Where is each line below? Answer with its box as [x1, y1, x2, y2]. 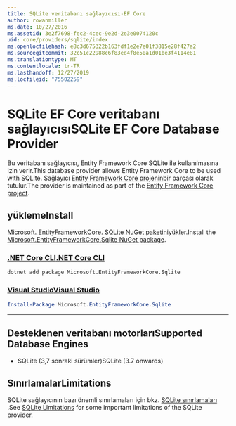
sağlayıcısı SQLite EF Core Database [7, 121, 220, 137]
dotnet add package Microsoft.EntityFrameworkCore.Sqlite [7, 269, 181, 276]
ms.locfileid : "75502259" [7, 75, 83, 83]
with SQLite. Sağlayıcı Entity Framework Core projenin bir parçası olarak [7, 174, 214, 183]
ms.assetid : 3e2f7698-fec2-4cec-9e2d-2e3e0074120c [7, 30, 159, 37]
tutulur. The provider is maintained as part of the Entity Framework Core [7, 181, 214, 190]
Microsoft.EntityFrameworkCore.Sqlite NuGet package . [7, 235, 166, 244]
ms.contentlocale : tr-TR [7, 63, 80, 70]
